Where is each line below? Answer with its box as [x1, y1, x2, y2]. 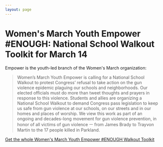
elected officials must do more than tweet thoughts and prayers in [17, 90, 150, 95]
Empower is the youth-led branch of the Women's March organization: [5, 65, 147, 71]
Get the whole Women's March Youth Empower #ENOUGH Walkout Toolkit [5, 136, 155, 142]
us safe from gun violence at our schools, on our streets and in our [17, 105, 151, 111]
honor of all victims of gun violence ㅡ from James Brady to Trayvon [17, 121, 154, 127]
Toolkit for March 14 [5, 49, 88, 60]
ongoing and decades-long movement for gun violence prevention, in [17, 115, 157, 122]
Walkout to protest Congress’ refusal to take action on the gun [17, 79, 143, 85]
